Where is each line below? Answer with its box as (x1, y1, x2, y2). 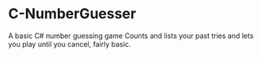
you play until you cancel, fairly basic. (8, 39, 131, 48)
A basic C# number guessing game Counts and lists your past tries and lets (8, 31, 254, 40)
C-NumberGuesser (8, 5, 137, 23)
